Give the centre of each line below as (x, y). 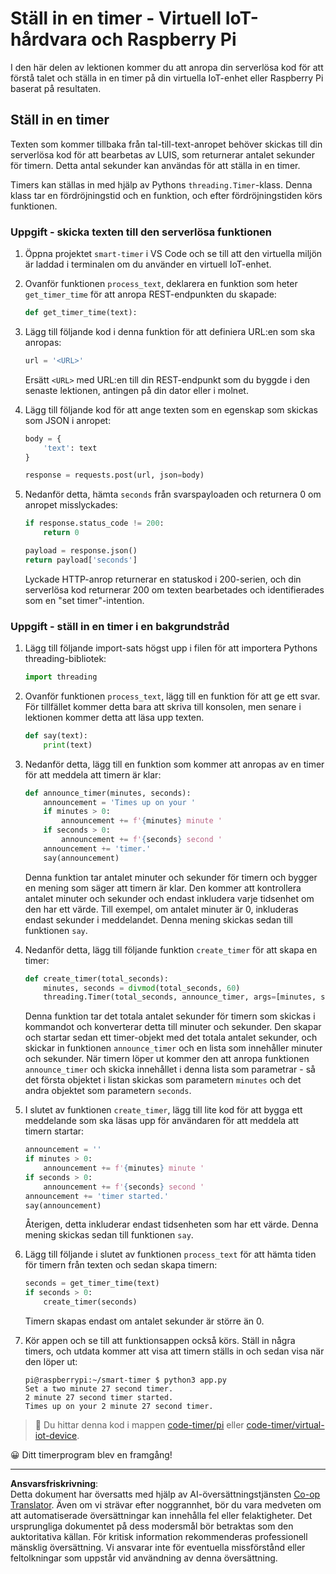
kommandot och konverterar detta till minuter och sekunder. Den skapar (173, 1027)
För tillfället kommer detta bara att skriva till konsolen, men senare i (163, 706)
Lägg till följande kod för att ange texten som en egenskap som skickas (171, 409)
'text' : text (70, 448)
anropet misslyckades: (71, 505)
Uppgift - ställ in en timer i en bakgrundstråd (120, 626)
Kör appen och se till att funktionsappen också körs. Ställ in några (160, 1341)
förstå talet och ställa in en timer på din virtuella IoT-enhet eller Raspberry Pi (167, 78)
